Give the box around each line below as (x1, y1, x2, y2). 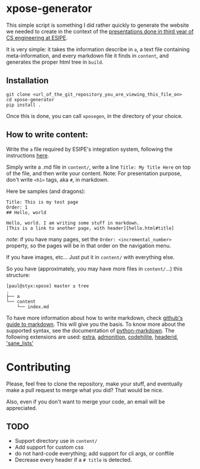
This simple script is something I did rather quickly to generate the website (6, 21, 189, 29)
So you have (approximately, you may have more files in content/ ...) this (6, 265, 183, 272)
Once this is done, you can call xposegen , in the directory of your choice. (6, 112, 183, 119)
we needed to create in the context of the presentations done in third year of (6, 27, 194, 35)
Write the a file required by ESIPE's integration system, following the (6, 145, 173, 153)
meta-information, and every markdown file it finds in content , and (6, 52, 169, 59)
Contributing (6, 360, 71, 374)
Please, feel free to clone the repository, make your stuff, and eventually (6, 380, 183, 387)
